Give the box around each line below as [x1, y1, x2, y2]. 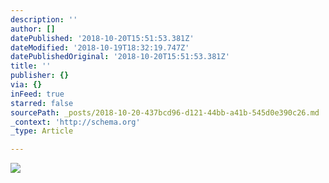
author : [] [10, 24, 56, 34]
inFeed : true [10, 89, 65, 99]
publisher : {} [10, 71, 70, 81]
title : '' [10, 61, 52, 71]
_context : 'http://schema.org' [10, 117, 141, 127]
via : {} [10, 80, 43, 90]
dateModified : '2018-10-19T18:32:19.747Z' [10, 42, 190, 53]
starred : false [10, 98, 74, 108]
